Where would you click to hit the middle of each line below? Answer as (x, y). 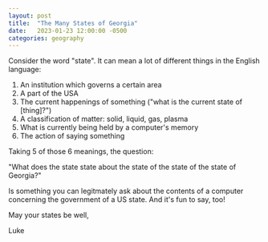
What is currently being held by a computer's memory (109, 127)
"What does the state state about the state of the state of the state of (122, 167)
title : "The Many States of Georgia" (73, 23)
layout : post (30, 16)
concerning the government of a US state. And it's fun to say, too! (117, 200)
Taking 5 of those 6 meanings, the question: (81, 151)
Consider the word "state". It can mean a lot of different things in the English (134, 61)
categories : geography (46, 38)
